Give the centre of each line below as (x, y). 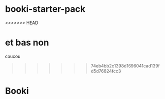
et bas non (27, 43)
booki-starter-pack (45, 9)
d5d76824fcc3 (106, 71)
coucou (13, 56)
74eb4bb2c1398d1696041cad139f (125, 66)
